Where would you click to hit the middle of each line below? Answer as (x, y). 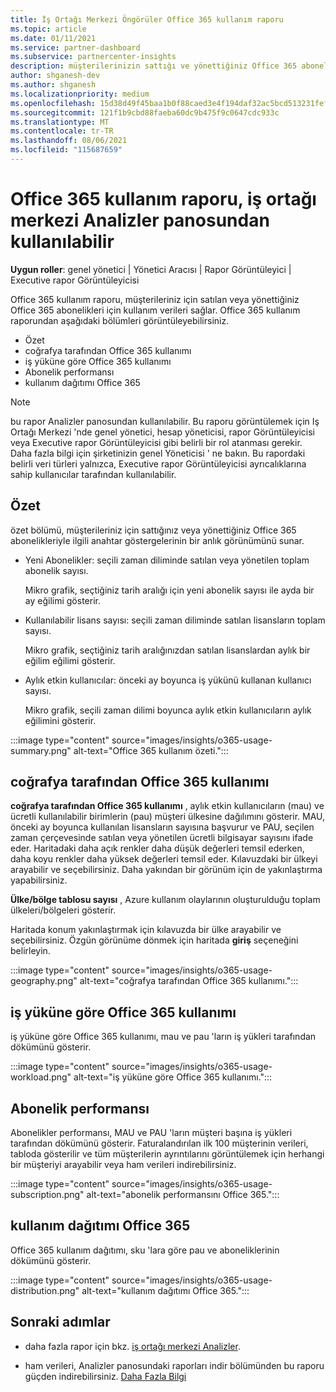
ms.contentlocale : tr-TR (62, 131)
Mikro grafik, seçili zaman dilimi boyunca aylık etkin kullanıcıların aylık (168, 710)
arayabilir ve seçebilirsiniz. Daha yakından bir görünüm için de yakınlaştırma (166, 870)
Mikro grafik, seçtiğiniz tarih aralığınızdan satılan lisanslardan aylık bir (167, 650)
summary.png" (41, 750)
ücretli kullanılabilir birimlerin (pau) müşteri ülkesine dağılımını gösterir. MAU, (168, 817)
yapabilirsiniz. (39, 880)
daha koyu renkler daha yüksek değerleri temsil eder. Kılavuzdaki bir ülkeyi (164, 859)
